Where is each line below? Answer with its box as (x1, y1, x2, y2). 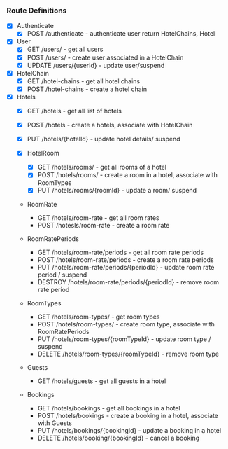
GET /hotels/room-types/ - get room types (37, 312, 160, 321)
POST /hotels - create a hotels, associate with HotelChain (27, 120, 193, 129)
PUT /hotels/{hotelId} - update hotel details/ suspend (27, 135, 180, 144)
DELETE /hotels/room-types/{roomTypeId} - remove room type (37, 350, 220, 359)
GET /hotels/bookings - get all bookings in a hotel (37, 404, 180, 413)
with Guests (37, 419, 73, 427)
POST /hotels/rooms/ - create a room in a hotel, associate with (37, 171, 218, 179)
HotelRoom (27, 149, 60, 158)
